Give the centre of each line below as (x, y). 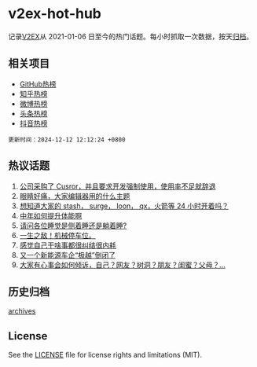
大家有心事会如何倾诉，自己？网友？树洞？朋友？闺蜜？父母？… (122, 265)
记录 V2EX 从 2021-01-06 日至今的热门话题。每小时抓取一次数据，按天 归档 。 (131, 36)
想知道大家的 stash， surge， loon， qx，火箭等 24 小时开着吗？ (124, 206)
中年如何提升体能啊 (51, 215)
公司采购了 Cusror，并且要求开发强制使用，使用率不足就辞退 (117, 186)
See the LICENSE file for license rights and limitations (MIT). (105, 355)
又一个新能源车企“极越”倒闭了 (68, 255)
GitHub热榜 (38, 84)
